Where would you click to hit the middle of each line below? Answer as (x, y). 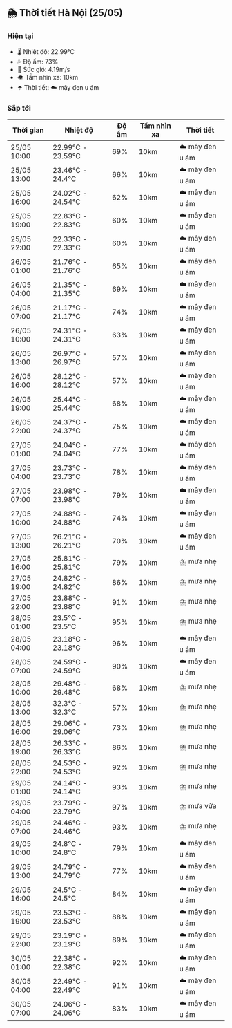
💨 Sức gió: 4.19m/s (43, 69)
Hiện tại (20, 36)
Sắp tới (19, 108)
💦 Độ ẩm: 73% (38, 62)
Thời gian (29, 130)
